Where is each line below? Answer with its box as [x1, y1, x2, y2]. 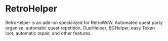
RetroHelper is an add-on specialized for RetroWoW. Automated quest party [5, 19, 163, 25]
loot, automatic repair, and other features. [5, 30, 92, 36]
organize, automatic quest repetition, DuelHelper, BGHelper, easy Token [5, 24, 155, 30]
